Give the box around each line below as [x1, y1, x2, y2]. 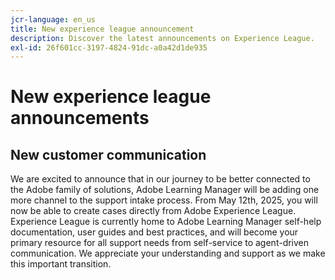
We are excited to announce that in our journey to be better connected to [10, 173, 311, 185]
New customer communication [10, 146, 207, 163]
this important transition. [10, 258, 112, 270]
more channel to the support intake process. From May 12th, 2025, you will [10, 194, 318, 206]
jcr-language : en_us [10, 14, 97, 25]
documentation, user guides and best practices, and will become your [10, 226, 299, 238]
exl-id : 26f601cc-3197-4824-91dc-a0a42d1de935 [10, 42, 208, 53]
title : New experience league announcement [10, 24, 195, 34]
